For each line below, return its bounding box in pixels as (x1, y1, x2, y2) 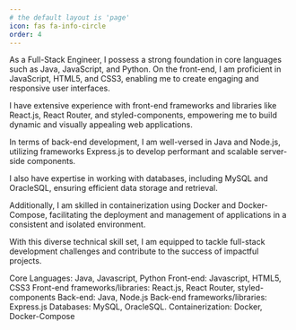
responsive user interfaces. (9, 82, 110, 94)
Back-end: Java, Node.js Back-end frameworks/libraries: (57, 292, 267, 303)
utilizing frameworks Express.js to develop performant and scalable (9, 146, 258, 157)
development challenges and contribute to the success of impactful (9, 246, 259, 256)
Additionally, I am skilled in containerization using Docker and (9, 200, 236, 211)
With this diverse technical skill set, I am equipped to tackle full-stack (9, 237, 266, 247)
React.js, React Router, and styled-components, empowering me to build (9, 109, 278, 121)
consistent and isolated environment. (9, 219, 146, 230)
